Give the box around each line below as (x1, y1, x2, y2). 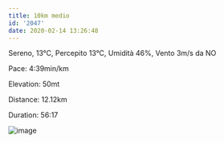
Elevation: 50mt (8, 79, 60, 89)
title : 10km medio (8, 11, 70, 20)
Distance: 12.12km (8, 95, 68, 105)
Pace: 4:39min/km (8, 64, 70, 73)
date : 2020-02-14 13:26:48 (8, 26, 99, 34)
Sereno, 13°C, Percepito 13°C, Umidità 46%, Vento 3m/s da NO (8, 49, 217, 58)
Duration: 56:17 (8, 110, 59, 120)
